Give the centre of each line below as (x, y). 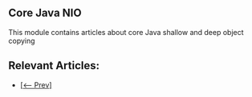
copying (22, 41)
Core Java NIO (45, 13)
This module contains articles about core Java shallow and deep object (126, 32)
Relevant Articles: (54, 66)
